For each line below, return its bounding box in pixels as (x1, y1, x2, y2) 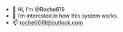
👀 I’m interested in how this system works (12, 12, 117, 19)
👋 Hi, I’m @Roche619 (12, 6, 65, 13)
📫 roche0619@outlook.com (12, 19, 83, 26)
